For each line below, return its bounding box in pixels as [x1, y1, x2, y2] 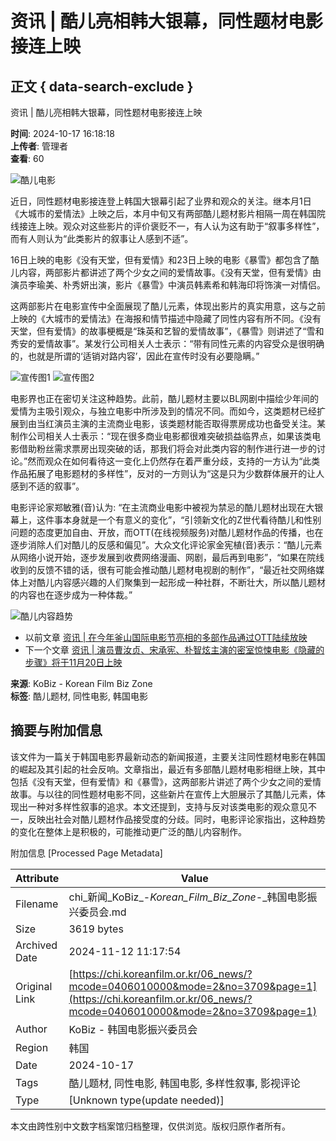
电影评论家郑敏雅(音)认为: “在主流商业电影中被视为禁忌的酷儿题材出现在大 [10, 502, 315, 513]
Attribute [15, 871, 60, 885]
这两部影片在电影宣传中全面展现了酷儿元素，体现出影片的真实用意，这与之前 [10, 300, 326, 312]
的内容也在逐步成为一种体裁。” [10, 589, 133, 601]
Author [15, 1022, 48, 1036]
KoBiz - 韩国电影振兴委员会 [68, 1022, 198, 1036]
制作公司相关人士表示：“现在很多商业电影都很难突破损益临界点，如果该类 [10, 430, 313, 442]
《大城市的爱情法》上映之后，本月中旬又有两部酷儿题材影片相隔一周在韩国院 [10, 208, 326, 219]
